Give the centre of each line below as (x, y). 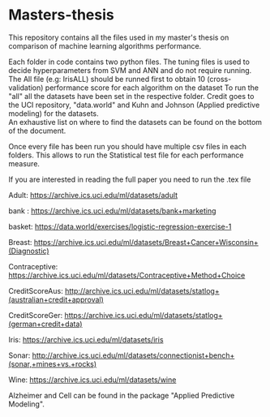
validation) (26, 88)
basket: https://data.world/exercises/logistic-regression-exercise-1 (120, 226)
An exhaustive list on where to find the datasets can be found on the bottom (135, 122)
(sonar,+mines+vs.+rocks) (53, 363)
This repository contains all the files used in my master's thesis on (119, 37)
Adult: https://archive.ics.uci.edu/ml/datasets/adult (93, 195)
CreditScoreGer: (36, 315)
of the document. (37, 131)
